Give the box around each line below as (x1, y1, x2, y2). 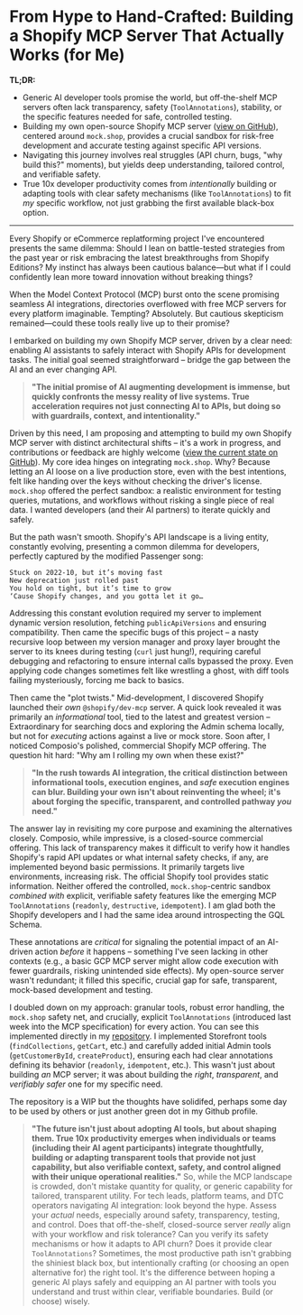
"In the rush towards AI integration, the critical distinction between (31, 767, 289, 778)
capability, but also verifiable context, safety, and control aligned (31, 1162, 281, 1172)
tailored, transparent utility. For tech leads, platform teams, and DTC (31, 1190, 284, 1201)
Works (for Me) (9, 45, 125, 65)
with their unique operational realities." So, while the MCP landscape (31, 1171, 293, 1181)
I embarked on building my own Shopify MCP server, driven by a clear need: (9, 335, 293, 346)
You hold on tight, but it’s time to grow (9, 584, 171, 593)
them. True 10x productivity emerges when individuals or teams (31, 1133, 277, 1144)
